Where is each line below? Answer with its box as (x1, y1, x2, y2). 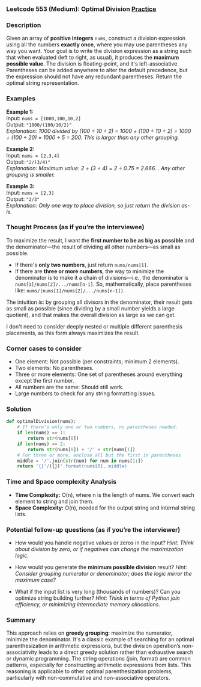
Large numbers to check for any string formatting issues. (14, 390, 156, 397)
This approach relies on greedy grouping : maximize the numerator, (6, 629, 173, 636)
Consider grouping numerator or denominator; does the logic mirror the (14, 570, 192, 577)
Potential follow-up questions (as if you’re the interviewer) (6, 525, 181, 534)
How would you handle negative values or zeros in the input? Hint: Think (14, 539, 194, 546)
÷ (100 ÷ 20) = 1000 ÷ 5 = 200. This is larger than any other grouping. (6, 134, 179, 141)
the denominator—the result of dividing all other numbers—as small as (6, 243, 181, 250)
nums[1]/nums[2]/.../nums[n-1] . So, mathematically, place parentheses (14, 280, 192, 288)
